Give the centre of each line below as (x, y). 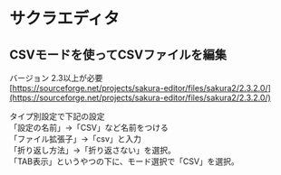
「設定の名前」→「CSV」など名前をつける (89, 128)
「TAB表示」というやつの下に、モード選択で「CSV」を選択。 (125, 161)
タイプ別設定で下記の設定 (57, 116)
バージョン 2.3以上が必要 (56, 78)
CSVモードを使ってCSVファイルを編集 (118, 55)
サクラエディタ (65, 18)
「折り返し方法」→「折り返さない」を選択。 (93, 150)
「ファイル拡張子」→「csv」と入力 (76, 139)
